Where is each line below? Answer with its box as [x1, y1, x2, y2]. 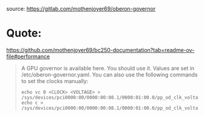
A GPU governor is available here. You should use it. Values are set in [21, 64, 195, 72]
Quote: [6, 27, 42, 40]
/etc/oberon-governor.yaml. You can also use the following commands [21, 71, 198, 78]
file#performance [6, 53, 50, 60]
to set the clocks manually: [21, 77, 89, 84]
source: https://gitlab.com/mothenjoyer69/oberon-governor [6, 5, 156, 12]
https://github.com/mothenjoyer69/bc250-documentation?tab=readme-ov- [6, 46, 195, 53]
